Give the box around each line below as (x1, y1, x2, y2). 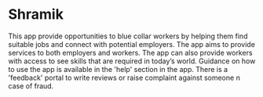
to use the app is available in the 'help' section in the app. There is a (8, 64, 228, 74)
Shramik (8, 5, 64, 23)
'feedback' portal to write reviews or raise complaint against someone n (8, 73, 241, 82)
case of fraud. (8, 81, 54, 91)
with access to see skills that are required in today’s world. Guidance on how (8, 56, 256, 66)
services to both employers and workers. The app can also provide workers (8, 48, 253, 57)
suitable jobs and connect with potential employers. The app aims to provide (8, 39, 255, 48)
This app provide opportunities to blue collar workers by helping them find (8, 31, 248, 41)
